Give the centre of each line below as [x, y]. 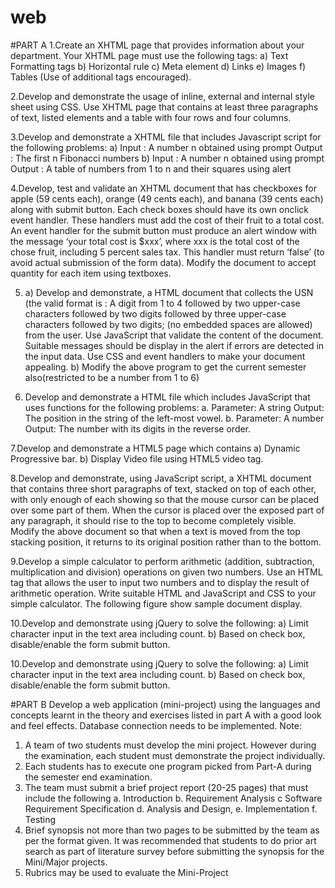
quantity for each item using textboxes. [91, 273]
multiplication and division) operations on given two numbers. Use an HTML [166, 572]
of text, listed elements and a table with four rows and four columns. [151, 117]
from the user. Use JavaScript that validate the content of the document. [174, 335]
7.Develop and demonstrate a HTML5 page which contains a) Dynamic [155, 448]
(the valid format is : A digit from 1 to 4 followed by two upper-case [162, 303]
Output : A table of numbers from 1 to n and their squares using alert [151, 168]
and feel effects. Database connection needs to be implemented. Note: [156, 725]
